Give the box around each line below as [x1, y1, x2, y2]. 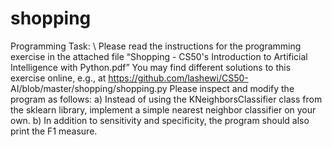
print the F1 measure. [10, 125, 98, 137]
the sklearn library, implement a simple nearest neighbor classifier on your [10, 103, 317, 116]
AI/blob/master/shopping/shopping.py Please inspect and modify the [10, 82, 295, 94]
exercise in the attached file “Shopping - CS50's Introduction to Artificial [10, 50, 308, 62]
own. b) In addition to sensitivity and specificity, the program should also [10, 114, 310, 126]
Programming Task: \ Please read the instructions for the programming [10, 40, 302, 52]
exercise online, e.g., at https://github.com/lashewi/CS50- [10, 72, 249, 84]
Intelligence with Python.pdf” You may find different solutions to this [10, 61, 292, 73]
